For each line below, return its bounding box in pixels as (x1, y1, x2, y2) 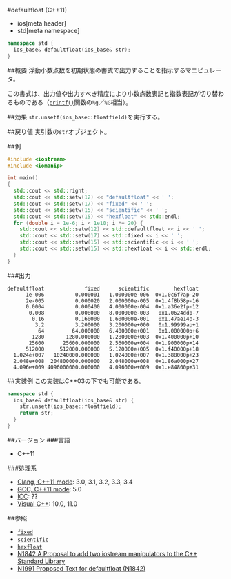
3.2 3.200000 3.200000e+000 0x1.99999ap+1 (34, 321, 199, 328)
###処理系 (7, 464, 37, 472)
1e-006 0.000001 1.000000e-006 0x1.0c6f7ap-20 (25, 291, 199, 298)
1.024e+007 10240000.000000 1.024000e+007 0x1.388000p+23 (13, 351, 199, 358)
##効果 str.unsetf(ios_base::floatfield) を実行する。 (7, 112, 164, 121)
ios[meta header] (17, 19, 67, 27)
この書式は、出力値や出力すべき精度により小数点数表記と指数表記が (7, 89, 200, 97)
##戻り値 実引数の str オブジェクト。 (7, 127, 110, 135)
